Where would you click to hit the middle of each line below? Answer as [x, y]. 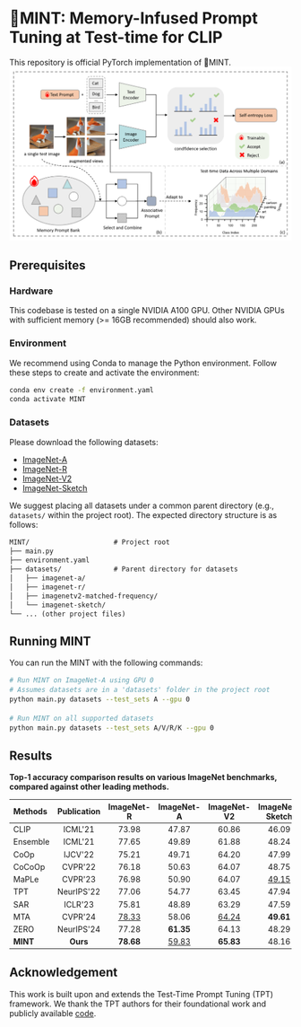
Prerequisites [47, 265]
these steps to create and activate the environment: [104, 373]
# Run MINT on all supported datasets [82, 718]
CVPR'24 [79, 917]
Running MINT [50, 641]
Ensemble [31, 842]
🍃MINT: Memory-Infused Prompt [133, 18]
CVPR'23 [79, 880]
